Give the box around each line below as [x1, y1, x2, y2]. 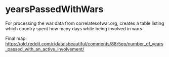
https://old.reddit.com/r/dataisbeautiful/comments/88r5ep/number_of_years [5, 40, 163, 46]
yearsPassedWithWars [5, 4, 104, 15]
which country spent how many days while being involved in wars [5, 25, 143, 31]
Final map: [5, 35, 27, 41]
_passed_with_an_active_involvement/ [5, 46, 85, 52]
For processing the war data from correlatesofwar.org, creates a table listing [5, 20, 164, 26]
